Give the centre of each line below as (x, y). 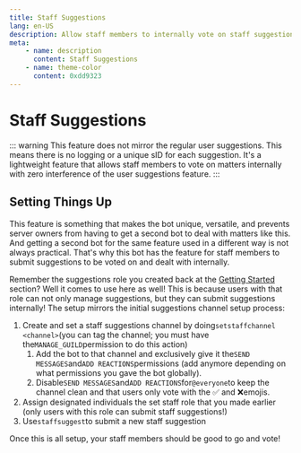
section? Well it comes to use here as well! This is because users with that (146, 289)
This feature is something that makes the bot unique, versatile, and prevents (150, 223)
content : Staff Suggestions (86, 59)
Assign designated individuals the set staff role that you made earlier (149, 402)
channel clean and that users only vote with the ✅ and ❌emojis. (153, 392)
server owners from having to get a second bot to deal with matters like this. (150, 233)
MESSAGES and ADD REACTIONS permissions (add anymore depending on (161, 363)
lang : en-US (31, 26)
